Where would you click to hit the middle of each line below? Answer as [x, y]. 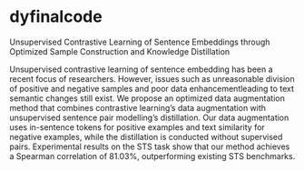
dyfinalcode [56, 17]
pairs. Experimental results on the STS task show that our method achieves [150, 146]
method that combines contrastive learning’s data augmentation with [137, 107]
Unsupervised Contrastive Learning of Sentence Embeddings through [140, 42]
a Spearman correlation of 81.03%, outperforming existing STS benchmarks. [152, 156]
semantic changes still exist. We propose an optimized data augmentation [147, 98]
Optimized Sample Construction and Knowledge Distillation [120, 51]
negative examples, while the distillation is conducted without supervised [146, 136]
